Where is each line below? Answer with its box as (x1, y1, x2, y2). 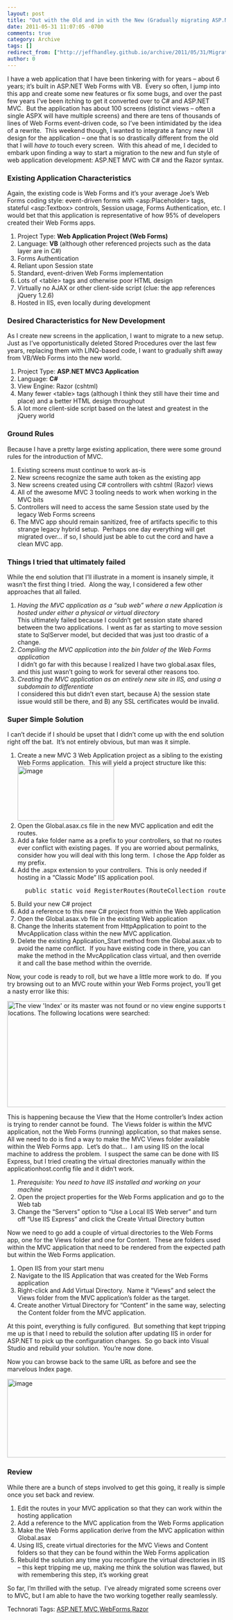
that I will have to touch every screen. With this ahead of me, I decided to (7, 141, 218, 150)
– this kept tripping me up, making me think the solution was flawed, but (17, 1563, 223, 1571)
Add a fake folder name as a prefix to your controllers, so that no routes (17, 836, 222, 845)
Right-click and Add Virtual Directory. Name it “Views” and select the (17, 1286, 216, 1294)
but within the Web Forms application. (7, 1251, 116, 1259)
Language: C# (17, 375, 58, 383)
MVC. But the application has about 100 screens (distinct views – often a (7, 104, 216, 112)
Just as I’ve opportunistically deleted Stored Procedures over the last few (7, 339, 217, 348)
